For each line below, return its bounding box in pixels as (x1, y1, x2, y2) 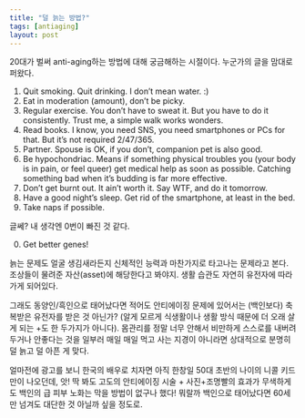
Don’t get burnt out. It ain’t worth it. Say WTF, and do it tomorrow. (22, 183, 269, 194)
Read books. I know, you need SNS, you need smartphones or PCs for (22, 125, 286, 136)
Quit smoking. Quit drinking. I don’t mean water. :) (22, 86, 209, 97)
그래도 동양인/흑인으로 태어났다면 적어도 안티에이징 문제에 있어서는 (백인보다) (9, 300, 284, 311)
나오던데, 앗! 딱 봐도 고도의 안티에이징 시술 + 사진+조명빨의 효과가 (25, 376, 260, 387)
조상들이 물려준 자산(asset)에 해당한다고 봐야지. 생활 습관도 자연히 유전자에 (9, 270, 276, 280)
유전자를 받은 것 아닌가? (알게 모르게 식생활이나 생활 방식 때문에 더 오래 (33, 311, 286, 322)
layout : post (9, 30, 59, 39)
